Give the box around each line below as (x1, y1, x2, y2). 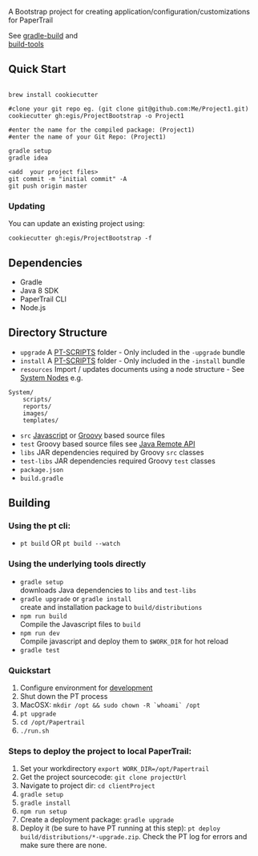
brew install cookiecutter (8, 91, 99, 99)
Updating (8, 200, 46, 212)
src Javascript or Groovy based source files (19, 430, 166, 440)
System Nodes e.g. (19, 373, 83, 382)
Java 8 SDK (19, 285, 59, 295)
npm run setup (19, 808, 67, 816)
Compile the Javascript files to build (19, 619, 141, 628)
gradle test (19, 646, 60, 654)
